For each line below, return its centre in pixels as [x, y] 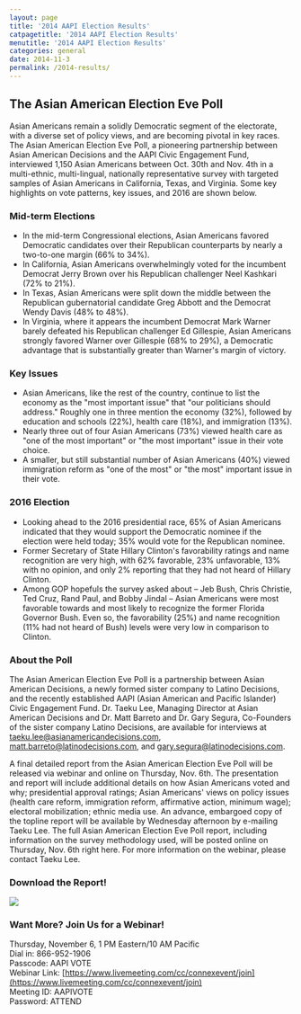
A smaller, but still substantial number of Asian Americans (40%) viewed [156, 460]
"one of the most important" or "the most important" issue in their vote [153, 440]
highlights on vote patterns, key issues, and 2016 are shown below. [133, 192]
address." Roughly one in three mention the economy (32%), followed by [157, 412]
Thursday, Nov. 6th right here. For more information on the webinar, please [148, 849]
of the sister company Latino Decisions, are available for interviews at [138, 727]
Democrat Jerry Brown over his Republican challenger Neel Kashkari [149, 273]
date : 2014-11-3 [40, 59]
